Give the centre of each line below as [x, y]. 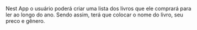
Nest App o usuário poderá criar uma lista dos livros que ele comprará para [99, 9]
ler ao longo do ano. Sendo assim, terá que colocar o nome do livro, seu [95, 15]
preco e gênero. [25, 21]
